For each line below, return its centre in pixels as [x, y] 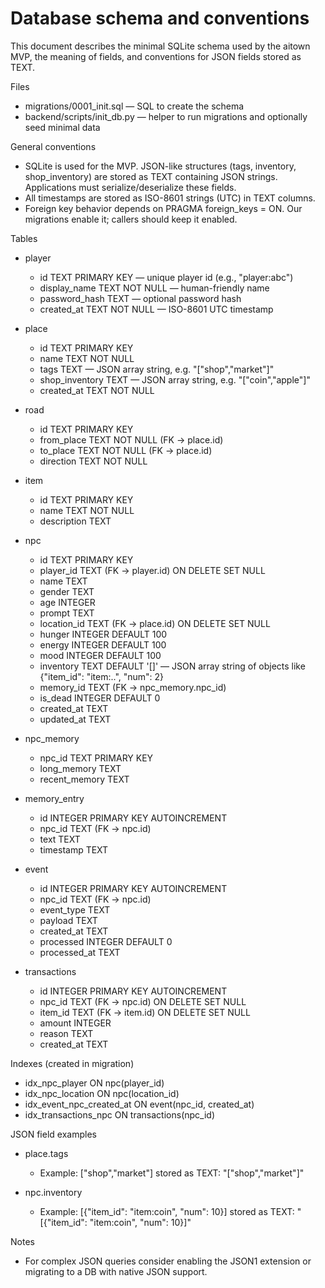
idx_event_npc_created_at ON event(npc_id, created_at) [139, 1104]
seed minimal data [62, 127]
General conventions [53, 146]
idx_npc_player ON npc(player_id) [94, 1083]
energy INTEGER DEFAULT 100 [103, 644]
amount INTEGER [75, 1023]
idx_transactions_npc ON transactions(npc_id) [120, 1114]
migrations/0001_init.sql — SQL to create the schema [134, 106]
